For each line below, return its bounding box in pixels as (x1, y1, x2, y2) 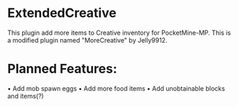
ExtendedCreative (7, 5, 117, 21)
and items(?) (7, 91, 44, 100)
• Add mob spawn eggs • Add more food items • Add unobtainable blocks (7, 84, 225, 93)
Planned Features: (7, 61, 117, 77)
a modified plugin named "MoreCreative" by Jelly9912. (7, 35, 168, 44)
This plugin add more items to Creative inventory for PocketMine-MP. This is (7, 28, 231, 37)
